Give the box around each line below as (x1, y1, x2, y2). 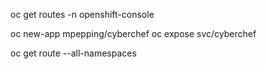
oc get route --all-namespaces (10, 47, 137, 59)
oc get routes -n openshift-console (10, 9, 155, 20)
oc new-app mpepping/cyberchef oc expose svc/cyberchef (10, 28, 257, 39)
